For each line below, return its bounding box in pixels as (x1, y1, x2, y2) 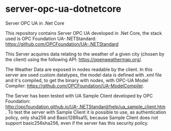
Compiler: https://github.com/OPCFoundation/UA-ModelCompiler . (5, 83, 144, 89)
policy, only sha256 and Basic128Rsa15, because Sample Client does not (5, 114, 159, 121)
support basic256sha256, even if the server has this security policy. (5, 120, 149, 126)
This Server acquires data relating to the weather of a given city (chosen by (5, 51, 165, 57)
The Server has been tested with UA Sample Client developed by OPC (5, 92, 153, 99)
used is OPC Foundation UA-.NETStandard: (5, 35, 97, 42)
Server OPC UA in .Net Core (5, 20, 65, 26)
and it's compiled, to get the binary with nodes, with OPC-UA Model (5, 77, 148, 83)
